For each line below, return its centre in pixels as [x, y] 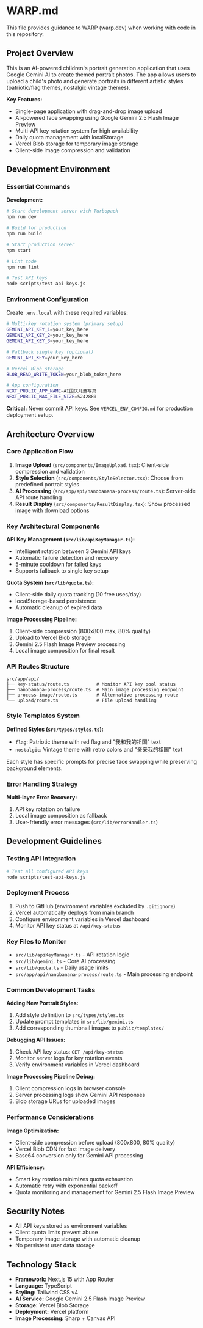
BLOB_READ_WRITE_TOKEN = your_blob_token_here [64, 374]
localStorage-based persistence [55, 601]
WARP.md [33, 11]
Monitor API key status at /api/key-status [68, 925]
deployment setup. [30, 415]
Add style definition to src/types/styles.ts [69, 1015]
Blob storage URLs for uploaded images [65, 1101]
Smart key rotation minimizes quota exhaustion [74, 1179]
